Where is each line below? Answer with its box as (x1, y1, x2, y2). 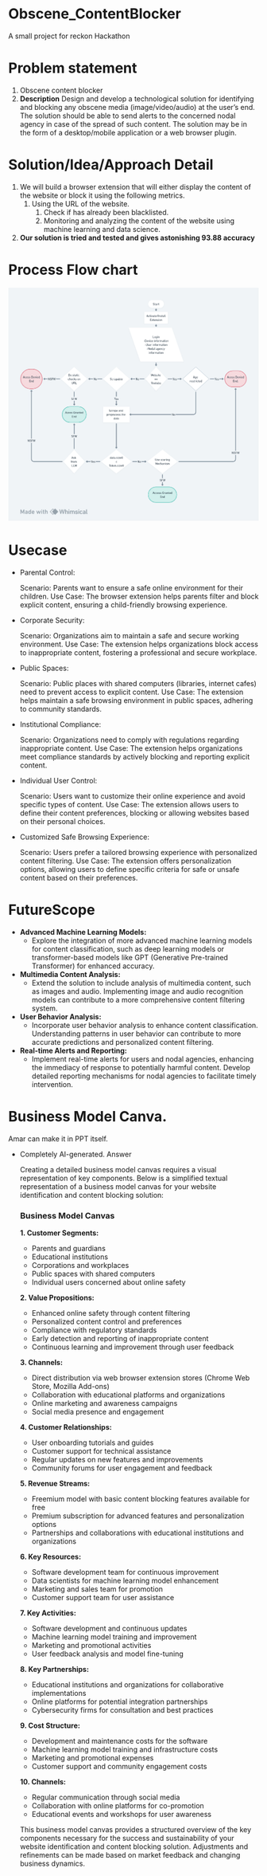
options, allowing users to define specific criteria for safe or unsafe (19, 865, 240, 874)
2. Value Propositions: (19, 1293, 95, 1303)
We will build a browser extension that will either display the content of (19, 182, 252, 191)
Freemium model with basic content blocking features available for (31, 1494, 250, 1504)
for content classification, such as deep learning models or (31, 944, 225, 954)
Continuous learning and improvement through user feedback (31, 1342, 234, 1352)
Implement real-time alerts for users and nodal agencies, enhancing (31, 1054, 254, 1064)
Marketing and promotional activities (31, 1641, 152, 1650)
